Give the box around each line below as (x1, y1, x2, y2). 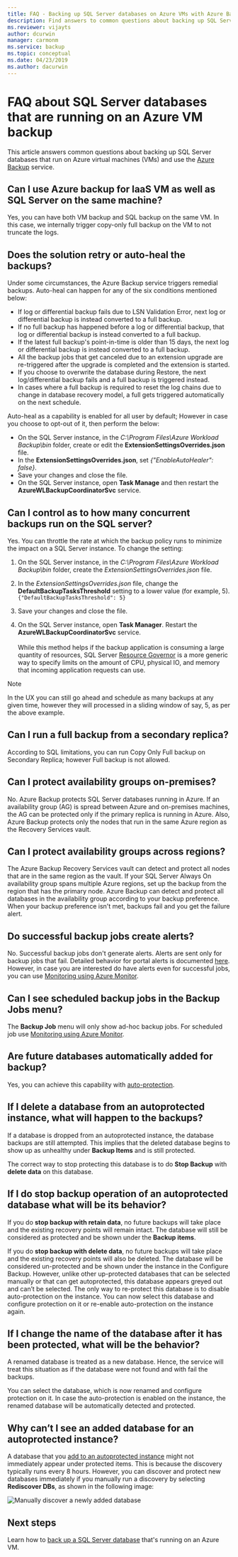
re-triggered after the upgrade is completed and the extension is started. (17, 360, 230, 369)
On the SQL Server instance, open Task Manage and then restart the (17, 479, 219, 487)
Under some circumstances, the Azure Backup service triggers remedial (7, 278, 218, 288)
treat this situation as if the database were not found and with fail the (7, 1365, 208, 1374)
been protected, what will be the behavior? (7, 1338, 200, 1350)
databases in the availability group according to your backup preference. (7, 894, 220, 903)
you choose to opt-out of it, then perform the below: (7, 420, 159, 428)
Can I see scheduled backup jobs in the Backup (7, 992, 220, 1004)
